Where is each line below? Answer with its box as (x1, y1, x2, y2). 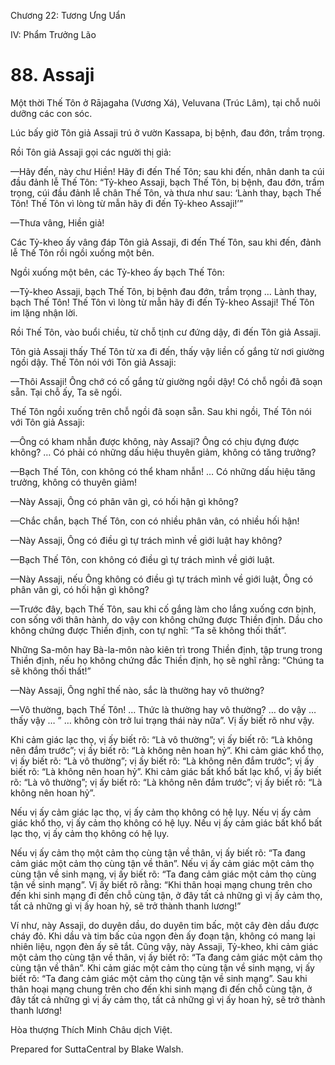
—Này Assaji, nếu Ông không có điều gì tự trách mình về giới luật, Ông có (10, 573, 314, 585)
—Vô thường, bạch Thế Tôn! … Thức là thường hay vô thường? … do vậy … (10, 703, 317, 715)
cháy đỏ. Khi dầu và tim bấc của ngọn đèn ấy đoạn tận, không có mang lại (10, 930, 316, 942)
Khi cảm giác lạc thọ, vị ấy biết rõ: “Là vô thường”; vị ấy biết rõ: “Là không (10, 733, 313, 745)
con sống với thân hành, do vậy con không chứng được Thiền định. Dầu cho (10, 613, 323, 625)
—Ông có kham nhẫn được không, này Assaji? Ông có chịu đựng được (10, 435, 300, 447)
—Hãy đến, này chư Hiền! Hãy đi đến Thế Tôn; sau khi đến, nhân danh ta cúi (10, 165, 325, 177)
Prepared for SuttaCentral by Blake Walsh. (10, 1043, 184, 1055)
